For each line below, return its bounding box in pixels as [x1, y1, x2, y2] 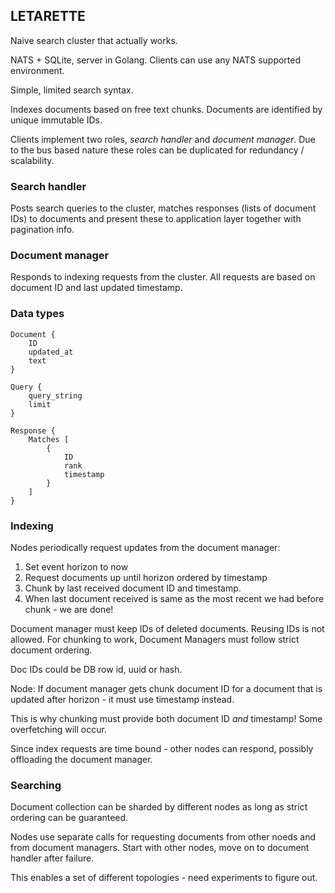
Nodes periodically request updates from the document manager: [10, 542, 281, 553]
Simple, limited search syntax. [10, 84, 134, 96]
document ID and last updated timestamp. [10, 282, 183, 294]
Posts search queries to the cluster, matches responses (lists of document [10, 202, 317, 214]
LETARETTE [10, 8, 86, 25]
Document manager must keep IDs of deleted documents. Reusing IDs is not [10, 623, 325, 634]
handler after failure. [10, 852, 95, 864]
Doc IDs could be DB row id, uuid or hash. [10, 664, 183, 675]
